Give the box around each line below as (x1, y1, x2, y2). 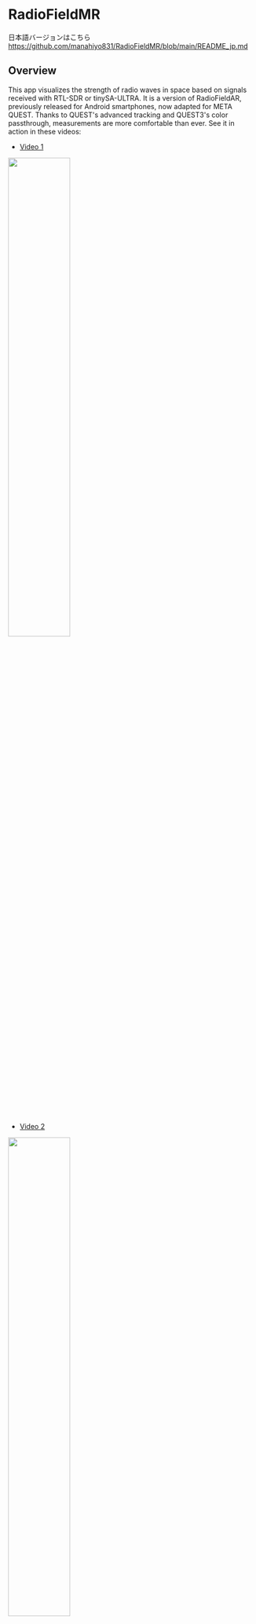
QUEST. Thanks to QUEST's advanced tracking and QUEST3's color (8, 110, 229, 119)
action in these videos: (8, 126, 82, 136)
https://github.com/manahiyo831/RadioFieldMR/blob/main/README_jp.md (8, 41, 249, 50)
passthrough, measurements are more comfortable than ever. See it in (8, 118, 235, 127)
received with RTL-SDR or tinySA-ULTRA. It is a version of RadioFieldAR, (8, 93, 242, 103)
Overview (8, 64, 57, 78)
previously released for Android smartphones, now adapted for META (8, 101, 233, 111)
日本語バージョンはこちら (8, 32, 91, 42)
